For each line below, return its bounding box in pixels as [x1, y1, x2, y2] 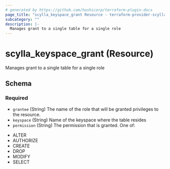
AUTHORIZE [12, 137, 38, 143]
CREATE [12, 143, 30, 149]
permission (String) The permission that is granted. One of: [12, 122, 136, 128]
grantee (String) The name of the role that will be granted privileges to [12, 106, 159, 112]
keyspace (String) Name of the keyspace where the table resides [12, 117, 147, 123]
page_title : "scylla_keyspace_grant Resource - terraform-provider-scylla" [5, 12, 168, 17]
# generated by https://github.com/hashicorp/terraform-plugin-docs [5, 7, 153, 13]
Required [5, 95, 28, 102]
